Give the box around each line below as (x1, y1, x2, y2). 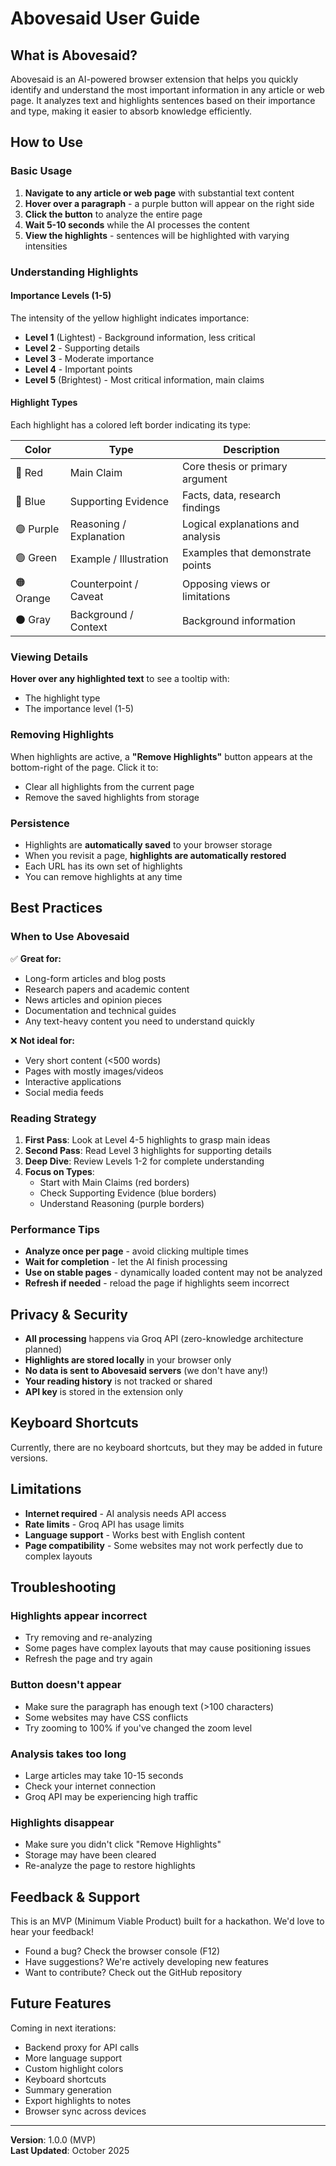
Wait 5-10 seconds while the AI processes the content (24, 218, 250, 231)
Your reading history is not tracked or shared (24, 1375, 213, 1387)
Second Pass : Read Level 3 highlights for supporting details (24, 1144, 272, 1156)
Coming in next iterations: (10, 2022, 117, 2034)
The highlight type (24, 692, 101, 704)
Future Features (10, 1995, 112, 2012)
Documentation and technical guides (24, 1004, 177, 1016)
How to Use (10, 134, 84, 151)
